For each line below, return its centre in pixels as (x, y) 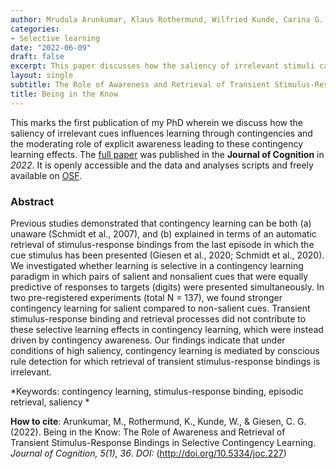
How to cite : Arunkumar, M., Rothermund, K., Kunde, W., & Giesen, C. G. (158, 421)
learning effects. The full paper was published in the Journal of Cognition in (167, 154)
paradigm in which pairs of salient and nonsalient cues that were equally (159, 276)
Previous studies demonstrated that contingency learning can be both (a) (161, 223)
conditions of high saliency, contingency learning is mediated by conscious (165, 350)
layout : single (42, 76)
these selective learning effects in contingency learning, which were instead (167, 329)
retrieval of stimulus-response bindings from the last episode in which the (162, 244)
